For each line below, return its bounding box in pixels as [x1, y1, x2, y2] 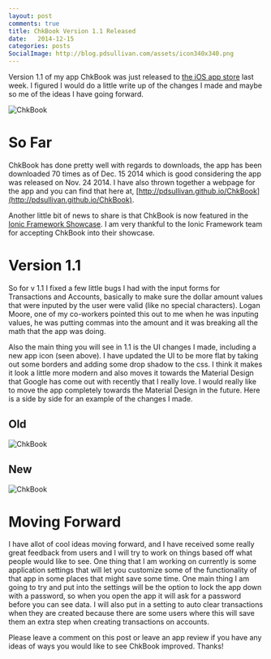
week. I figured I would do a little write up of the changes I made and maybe [8, 80, 262, 90]
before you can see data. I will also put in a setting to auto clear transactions [8, 600, 264, 609]
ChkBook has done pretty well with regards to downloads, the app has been [8, 160, 262, 170]
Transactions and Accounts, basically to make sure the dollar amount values [8, 292, 264, 301]
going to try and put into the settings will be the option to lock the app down [8, 583, 262, 592]
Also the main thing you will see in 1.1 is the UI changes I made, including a [8, 342, 257, 352]
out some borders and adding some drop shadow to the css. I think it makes [8, 359, 263, 369]
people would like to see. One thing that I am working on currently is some [8, 557, 257, 566]
